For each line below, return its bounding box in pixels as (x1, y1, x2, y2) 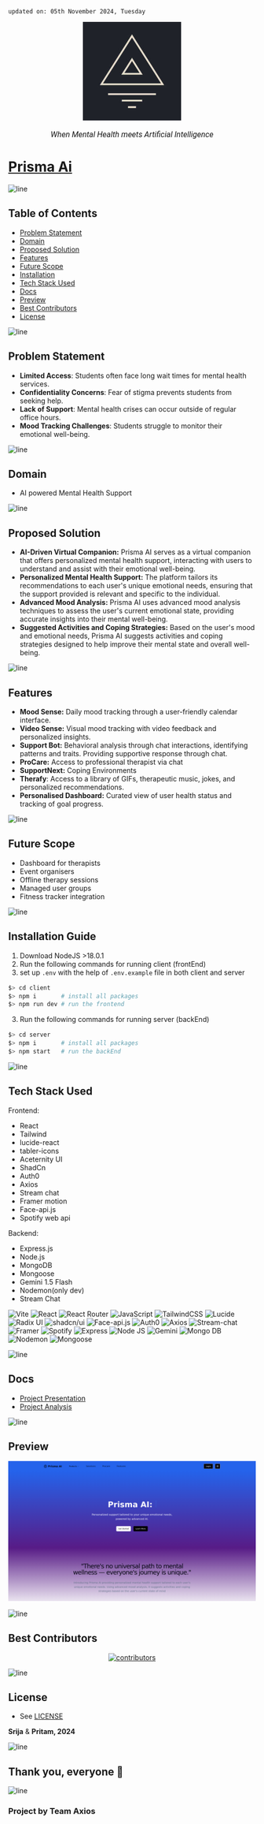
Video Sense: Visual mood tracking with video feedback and (19, 724, 217, 733)
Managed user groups (19, 883, 92, 893)
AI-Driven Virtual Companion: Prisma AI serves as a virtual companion (19, 547, 251, 557)
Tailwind (19, 1129, 47, 1139)
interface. (19, 715, 51, 725)
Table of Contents (8, 207, 98, 220)
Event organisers (19, 867, 75, 876)
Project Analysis (19, 1401, 72, 1411)
